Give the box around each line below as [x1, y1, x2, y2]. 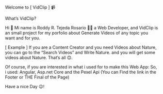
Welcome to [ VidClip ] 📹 [5, 4, 56, 10]
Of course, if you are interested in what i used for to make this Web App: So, [5, 64, 157, 69]
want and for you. [5, 35, 40, 40]
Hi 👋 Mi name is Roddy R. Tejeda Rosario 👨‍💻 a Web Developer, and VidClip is [5, 25, 158, 30]
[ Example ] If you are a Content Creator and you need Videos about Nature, [5, 44, 157, 50]
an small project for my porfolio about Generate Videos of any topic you [5, 30, 148, 36]
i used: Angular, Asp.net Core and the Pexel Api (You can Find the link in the [5, 69, 157, 75]
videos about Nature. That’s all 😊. [5, 55, 73, 60]
